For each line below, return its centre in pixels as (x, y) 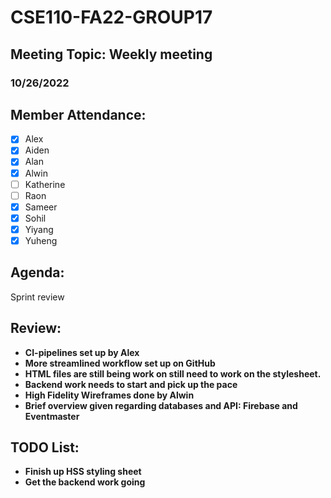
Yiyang (39, 229)
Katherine (45, 184)
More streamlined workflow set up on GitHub (120, 363)
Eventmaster (52, 416)
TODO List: (45, 447)
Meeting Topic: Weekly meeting (111, 54)
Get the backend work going (85, 482)
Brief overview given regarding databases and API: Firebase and (161, 405)
